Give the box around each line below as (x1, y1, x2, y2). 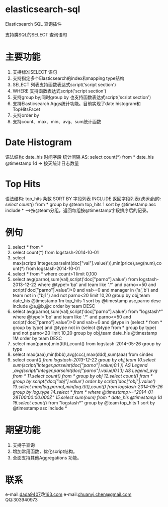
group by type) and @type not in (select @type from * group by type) (12, 325, 157, 331)
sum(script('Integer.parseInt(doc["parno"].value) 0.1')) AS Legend (12, 362, 148, 368)
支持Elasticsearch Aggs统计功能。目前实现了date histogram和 (12, 100, 141, 107)
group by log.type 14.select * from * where (12, 389, 101, 395)
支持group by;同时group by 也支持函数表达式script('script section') (12, 94, 151, 100)
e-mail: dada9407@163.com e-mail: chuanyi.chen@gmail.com (5, 491, 132, 497)
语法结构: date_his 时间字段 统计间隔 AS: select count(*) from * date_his (5, 154, 154, 160)
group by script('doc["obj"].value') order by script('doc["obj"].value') (12, 378, 156, 384)
